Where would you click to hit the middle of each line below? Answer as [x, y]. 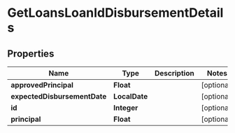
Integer [126, 108]
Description [174, 73]
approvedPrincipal [42, 85]
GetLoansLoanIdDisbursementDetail [115, 13]
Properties [31, 54]
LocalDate [130, 96]
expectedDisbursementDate [59, 96]
